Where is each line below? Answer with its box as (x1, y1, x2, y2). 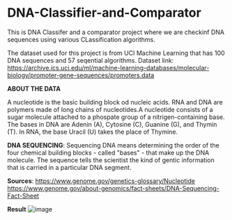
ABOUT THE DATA (7, 84, 61, 93)
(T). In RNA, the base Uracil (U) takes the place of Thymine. (7, 127, 178, 136)
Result (7, 205, 26, 213)
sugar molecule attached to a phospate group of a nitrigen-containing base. (7, 113, 225, 121)
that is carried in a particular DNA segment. (7, 163, 132, 171)
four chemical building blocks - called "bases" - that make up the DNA (7, 148, 210, 157)
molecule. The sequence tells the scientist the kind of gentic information (7, 155, 215, 164)
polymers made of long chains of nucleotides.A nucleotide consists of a (7, 105, 214, 113)
